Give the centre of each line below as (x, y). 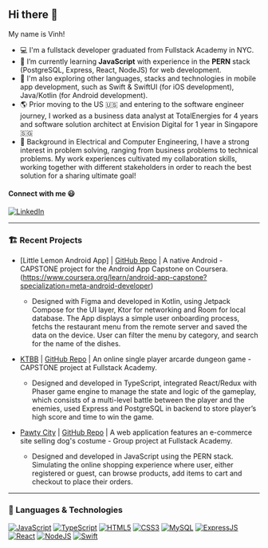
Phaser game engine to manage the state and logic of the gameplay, (144, 392)
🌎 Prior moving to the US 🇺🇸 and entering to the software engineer (132, 104)
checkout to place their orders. (82, 482)
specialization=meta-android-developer (85, 286)
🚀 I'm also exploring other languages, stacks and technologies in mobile (138, 78)
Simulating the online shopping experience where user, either (132, 465)
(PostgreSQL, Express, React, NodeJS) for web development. (120, 69)
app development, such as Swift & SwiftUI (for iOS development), (127, 87)
